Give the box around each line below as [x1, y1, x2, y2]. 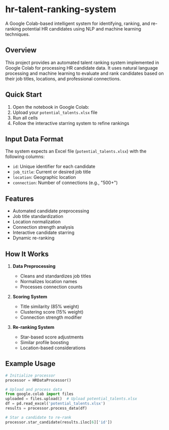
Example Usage [5, 359, 56, 368]
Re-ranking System [12, 324, 55, 330]
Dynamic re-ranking [12, 235, 55, 241]
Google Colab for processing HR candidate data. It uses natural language [5, 65, 158, 71]
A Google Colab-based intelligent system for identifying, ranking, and [5, 20, 150, 26]
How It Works [5, 250, 49, 258]
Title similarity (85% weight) [20, 303, 80, 310]
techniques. [5, 31, 30, 37]
